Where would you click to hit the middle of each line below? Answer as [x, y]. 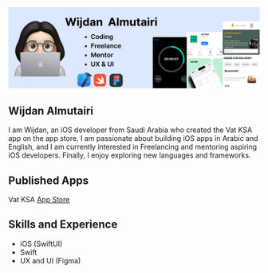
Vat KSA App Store [39, 200]
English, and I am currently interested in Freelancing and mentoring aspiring [133, 147]
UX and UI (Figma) [50, 260]
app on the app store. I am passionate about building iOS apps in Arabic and [133, 138]
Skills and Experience [63, 225]
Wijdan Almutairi [51, 111]
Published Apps [49, 180]
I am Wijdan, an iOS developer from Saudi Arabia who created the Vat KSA [130, 130]
